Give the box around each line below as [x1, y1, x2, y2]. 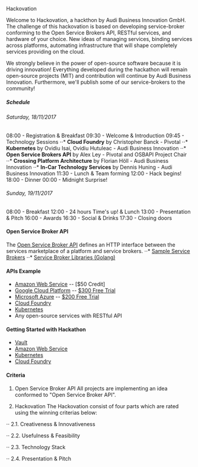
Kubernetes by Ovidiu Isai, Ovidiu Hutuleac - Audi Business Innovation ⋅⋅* [6, 144, 187, 152]
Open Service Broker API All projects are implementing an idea [14, 384, 168, 392]
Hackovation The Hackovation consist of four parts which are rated [14, 402, 179, 409]
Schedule [6, 98, 30, 106]
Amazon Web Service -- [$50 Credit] [14, 280, 106, 288]
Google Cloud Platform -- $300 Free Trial [14, 287, 116, 294]
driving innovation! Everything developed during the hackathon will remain [6, 66, 188, 73]
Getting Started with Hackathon [6, 326, 86, 333]
